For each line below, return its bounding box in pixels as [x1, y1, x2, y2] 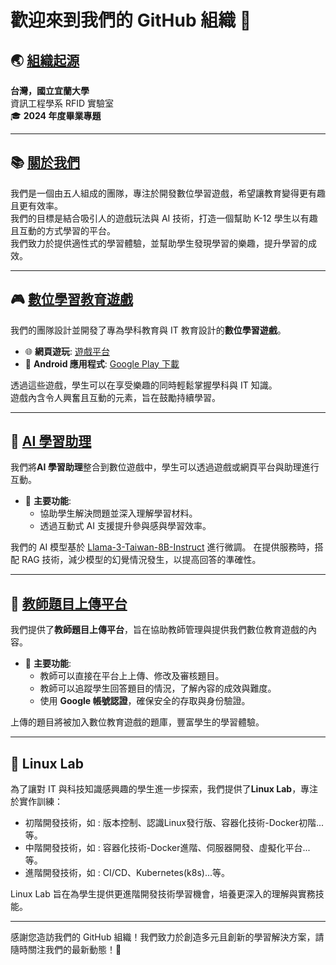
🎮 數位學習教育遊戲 [10, 291, 133, 308]
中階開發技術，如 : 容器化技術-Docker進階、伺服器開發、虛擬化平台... [24, 842, 311, 854]
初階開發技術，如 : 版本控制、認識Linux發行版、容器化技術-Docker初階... [24, 817, 325, 829]
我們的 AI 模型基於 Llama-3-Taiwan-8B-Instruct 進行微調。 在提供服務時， [10, 541, 315, 553]
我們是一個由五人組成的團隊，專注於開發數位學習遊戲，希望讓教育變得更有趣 [10, 187, 326, 199]
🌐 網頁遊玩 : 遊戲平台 [24, 345, 110, 357]
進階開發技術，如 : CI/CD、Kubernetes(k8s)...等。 [24, 867, 230, 879]
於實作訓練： [10, 796, 63, 808]
